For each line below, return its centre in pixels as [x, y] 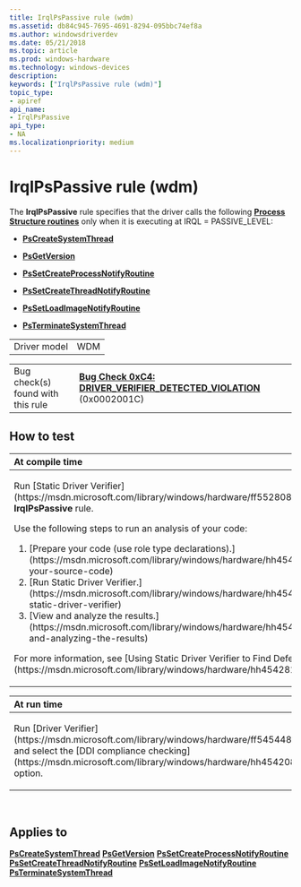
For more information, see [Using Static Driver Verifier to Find [142, 658]
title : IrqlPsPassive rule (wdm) [72, 17]
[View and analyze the [76, 616]
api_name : [28, 109]
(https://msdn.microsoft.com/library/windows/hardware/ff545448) [155, 739]
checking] [169, 751]
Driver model [41, 346]
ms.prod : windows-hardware [60, 59]
